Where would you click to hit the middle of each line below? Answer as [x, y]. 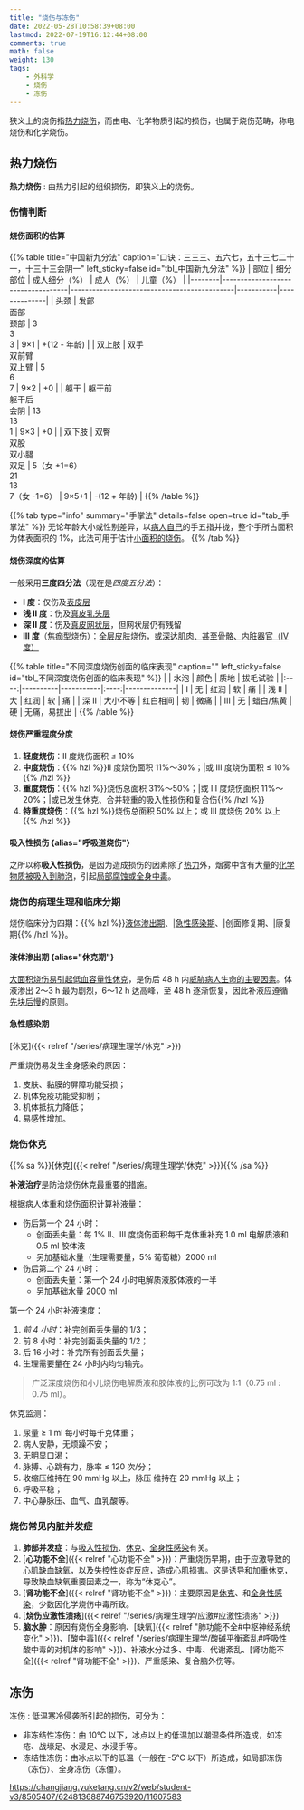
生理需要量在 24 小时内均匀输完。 [85, 1363]
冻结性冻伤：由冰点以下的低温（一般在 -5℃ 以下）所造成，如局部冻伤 [152, 1757]
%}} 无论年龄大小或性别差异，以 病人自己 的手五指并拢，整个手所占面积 [162, 527]
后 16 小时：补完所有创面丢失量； [85, 1353]
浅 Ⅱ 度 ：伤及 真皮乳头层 [66, 613]
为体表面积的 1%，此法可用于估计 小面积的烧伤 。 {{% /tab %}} [124, 538]
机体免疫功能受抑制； [62, 1095]
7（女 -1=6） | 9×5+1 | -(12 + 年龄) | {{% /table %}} [104, 496]
